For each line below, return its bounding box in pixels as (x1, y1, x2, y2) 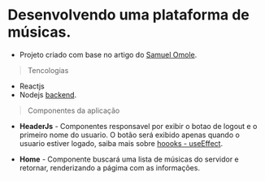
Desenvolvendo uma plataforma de (7, 6, 250, 24)
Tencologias (27, 65, 69, 75)
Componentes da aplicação (27, 106, 120, 115)
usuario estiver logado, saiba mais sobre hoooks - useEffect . (19, 138, 224, 148)
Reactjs (19, 81, 46, 91)
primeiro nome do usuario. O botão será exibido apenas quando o (19, 130, 241, 140)
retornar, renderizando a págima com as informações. (19, 162, 201, 172)
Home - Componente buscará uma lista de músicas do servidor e (19, 154, 239, 164)
